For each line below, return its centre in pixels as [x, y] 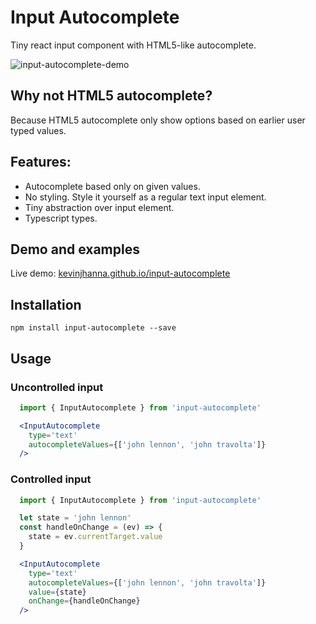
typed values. [38, 130]
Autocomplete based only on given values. [112, 186]
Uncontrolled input [57, 387]
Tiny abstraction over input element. [99, 207]
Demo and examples [75, 249]
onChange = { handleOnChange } [84, 601]
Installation [46, 304]
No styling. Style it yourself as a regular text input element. [145, 197]
